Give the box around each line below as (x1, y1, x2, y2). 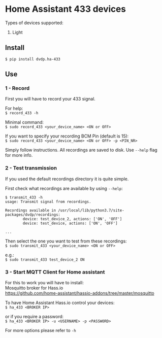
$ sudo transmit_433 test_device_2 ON (5, 257, 85, 262)
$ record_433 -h (5, 111, 38, 116)
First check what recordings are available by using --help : (5, 185, 123, 191)
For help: (5, 105, 23, 111)
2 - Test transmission (5, 165, 57, 171)
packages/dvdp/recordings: (5, 212, 61, 217)
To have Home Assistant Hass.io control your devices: (5, 300, 115, 306)
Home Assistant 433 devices (5, 3, 126, 15)
